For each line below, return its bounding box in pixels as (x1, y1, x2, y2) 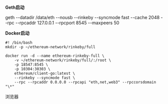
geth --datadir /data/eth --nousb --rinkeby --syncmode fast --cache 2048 (5, 15, 160, 20)
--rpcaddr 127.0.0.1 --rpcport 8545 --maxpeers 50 (15, 20, 120, 26)
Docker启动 (5, 30, 30, 36)
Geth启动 (5, 5, 25, 10)
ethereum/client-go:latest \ (14, 71, 75, 76)
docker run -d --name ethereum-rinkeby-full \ (5, 53, 105, 58)
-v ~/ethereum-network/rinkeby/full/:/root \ (14, 58, 112, 63)
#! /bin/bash (5, 40, 33, 45)
